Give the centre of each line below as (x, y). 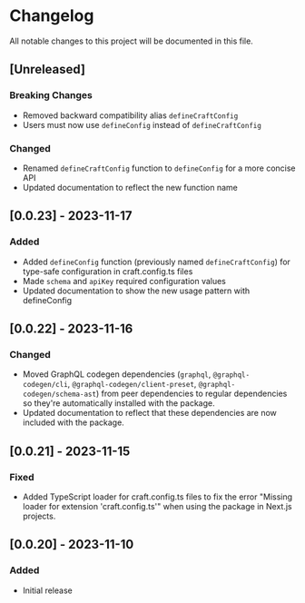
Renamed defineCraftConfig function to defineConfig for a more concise (159, 168)
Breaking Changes (51, 95)
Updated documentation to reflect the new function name (130, 187)
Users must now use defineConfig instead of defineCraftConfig (142, 124)
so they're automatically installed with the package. (118, 403)
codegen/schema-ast (59, 395)
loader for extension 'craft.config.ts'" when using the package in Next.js (157, 506)
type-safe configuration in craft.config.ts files (108, 271)
